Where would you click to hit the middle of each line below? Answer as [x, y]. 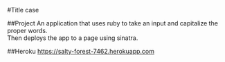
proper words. [27, 31]
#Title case [23, 10]
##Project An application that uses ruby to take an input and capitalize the [112, 23]
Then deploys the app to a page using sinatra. [73, 38]
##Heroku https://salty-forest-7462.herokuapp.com [81, 51]
